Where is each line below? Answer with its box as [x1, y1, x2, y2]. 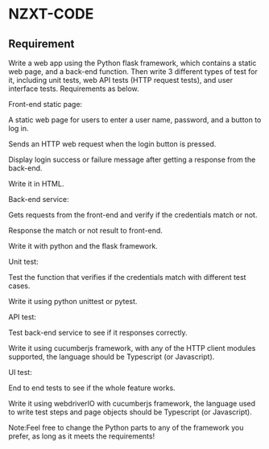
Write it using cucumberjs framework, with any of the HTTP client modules [8, 344, 256, 352]
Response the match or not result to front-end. [8, 226, 163, 235]
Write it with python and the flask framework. [8, 241, 159, 250]
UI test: [8, 368, 32, 377]
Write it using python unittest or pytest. [8, 297, 138, 306]
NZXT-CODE [8, 5, 94, 23]
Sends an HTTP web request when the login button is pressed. [8, 139, 217, 149]
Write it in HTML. [8, 179, 64, 188]
